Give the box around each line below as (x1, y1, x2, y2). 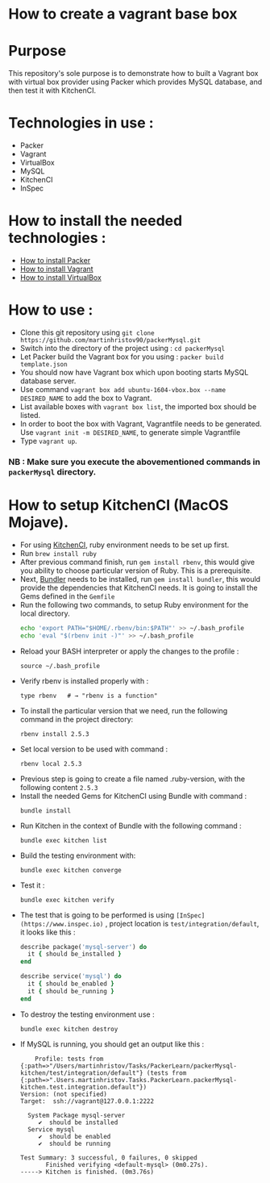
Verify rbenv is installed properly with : (19, 675, 149, 686)
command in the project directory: (19, 714, 134, 724)
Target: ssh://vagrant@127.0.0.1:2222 (19, 1097, 155, 1106)
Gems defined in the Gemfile (19, 591, 115, 601)
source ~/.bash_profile (19, 662, 101, 670)
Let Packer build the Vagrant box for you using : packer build (19, 352, 224, 362)
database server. (19, 376, 77, 386)
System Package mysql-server (27, 1111, 126, 1119)
